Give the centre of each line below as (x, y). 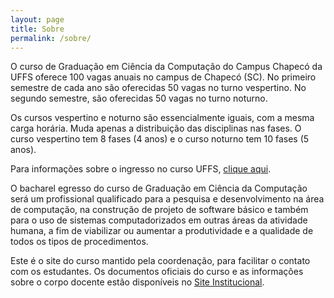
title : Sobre (37, 29)
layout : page (37, 19)
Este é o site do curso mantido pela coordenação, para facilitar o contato (160, 261)
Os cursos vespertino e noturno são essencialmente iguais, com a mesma (162, 118)
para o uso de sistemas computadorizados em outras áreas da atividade (159, 220)
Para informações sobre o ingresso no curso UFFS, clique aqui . (141, 169)
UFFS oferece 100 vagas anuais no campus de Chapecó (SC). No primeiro (163, 77)
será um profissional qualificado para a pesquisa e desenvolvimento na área (167, 199)
